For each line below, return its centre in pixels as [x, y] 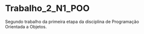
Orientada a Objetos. [26, 26]
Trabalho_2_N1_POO [47, 8]
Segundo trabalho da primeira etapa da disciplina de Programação [72, 22]
